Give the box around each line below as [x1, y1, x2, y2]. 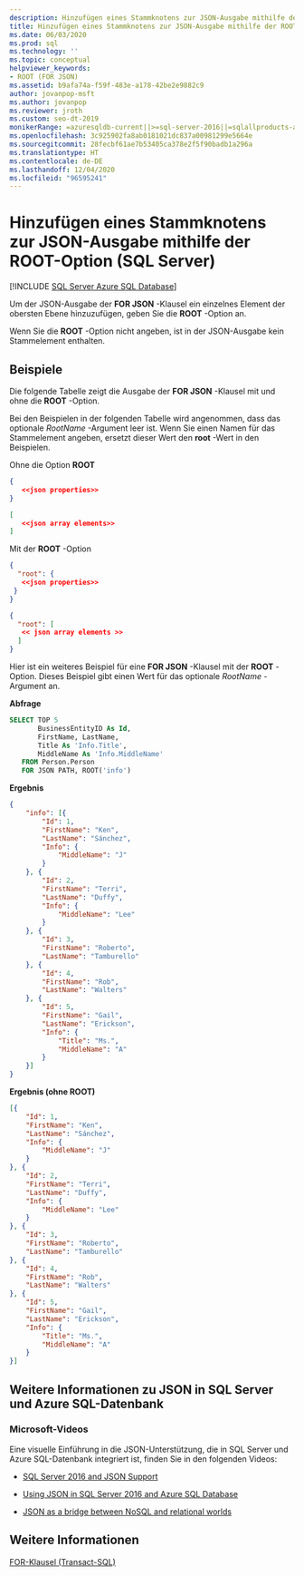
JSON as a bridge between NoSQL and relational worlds [22, 1506, 233, 1517]
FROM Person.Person [21, 758, 95, 767]
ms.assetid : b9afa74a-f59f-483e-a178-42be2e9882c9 [9, 81, 204, 90]
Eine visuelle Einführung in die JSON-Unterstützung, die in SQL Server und [9, 1444, 289, 1454]
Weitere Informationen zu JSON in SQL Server [9, 1382, 274, 1397]
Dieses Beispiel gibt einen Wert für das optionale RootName [38, 671, 262, 681]
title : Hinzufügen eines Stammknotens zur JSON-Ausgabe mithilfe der [9, 22, 278, 31]
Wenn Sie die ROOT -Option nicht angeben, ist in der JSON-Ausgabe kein [9, 326, 285, 336]
